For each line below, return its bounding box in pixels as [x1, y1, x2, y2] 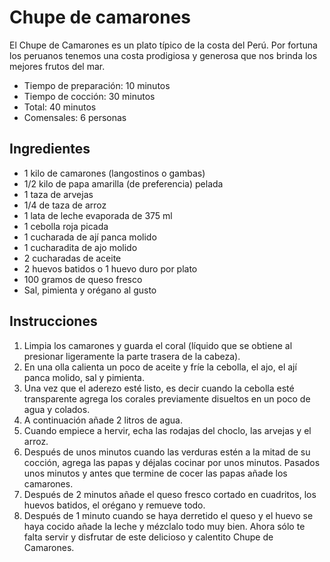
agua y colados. [23, 403, 91, 415]
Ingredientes [9, 141, 91, 158]
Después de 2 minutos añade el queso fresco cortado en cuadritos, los [23, 488, 317, 500]
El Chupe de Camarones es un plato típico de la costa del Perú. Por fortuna [9, 39, 318, 51]
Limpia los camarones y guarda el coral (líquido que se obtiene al [23, 339, 293, 351]
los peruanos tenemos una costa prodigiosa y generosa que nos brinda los [9, 49, 318, 61]
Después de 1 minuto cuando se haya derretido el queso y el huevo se [23, 509, 314, 521]
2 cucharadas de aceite [23, 252, 122, 264]
